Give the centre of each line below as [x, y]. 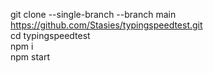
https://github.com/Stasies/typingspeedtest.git [106, 25]
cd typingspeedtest [50, 35]
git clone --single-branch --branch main [93, 14]
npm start [30, 57]
